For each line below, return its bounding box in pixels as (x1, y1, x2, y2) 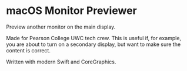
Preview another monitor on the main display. (6, 23, 116, 30)
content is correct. (6, 47, 51, 54)
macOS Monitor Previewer (6, 4, 137, 17)
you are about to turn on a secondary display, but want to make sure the (6, 41, 181, 48)
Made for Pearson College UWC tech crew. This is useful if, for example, (6, 34, 181, 41)
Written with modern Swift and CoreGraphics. (6, 58, 116, 65)
